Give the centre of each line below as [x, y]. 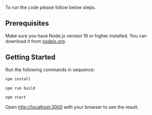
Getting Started [30, 57]
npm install [18, 79]
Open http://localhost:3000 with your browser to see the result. [72, 107]
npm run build [20, 88]
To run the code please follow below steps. [51, 7]
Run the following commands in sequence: [50, 70]
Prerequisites [27, 23]
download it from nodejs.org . [36, 41]
